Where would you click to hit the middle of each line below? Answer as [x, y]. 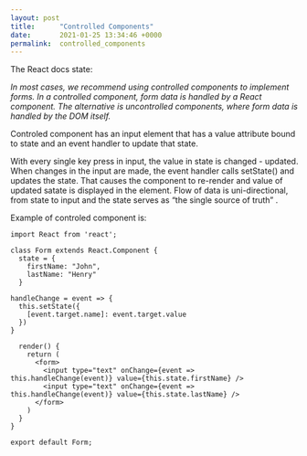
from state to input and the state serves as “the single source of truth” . [144, 200]
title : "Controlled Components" [82, 27]
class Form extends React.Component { [84, 251]
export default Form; [52, 443]
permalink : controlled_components [78, 43]
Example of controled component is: [79, 218]
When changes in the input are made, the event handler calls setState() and [153, 171]
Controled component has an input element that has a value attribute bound [153, 134]
